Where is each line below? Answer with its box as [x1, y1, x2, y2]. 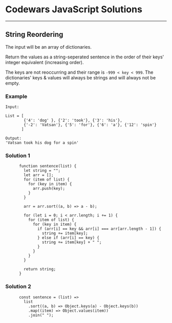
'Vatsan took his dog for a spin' [5, 140, 79, 145]
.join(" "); [28, 312, 54, 318]
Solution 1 [5, 152, 30, 159]
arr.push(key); [32, 186, 66, 191]
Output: [5, 136, 22, 141]
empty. [5, 80, 20, 86]
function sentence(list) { [18, 164, 77, 169]
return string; [24, 267, 56, 272]
